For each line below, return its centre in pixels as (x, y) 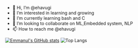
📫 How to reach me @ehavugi (44, 29)
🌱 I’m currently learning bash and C (49, 18)
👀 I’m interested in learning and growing (53, 13)
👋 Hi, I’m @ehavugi (32, 8)
